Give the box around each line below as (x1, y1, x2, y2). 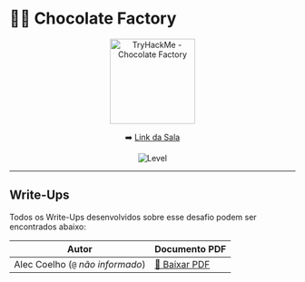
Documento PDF (153, 242, 227, 255)
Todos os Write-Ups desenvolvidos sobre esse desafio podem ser (9, 211, 257, 222)
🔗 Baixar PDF (153, 258, 211, 270)
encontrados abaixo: (9, 221, 86, 232)
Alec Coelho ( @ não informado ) (14, 258, 146, 270)
